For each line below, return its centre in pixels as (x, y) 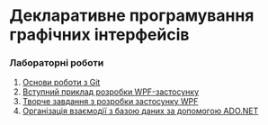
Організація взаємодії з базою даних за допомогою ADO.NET (140, 111)
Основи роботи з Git (61, 83)
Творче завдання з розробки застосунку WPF (110, 102)
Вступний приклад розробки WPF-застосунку (111, 92)
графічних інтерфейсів (99, 35)
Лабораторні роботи (57, 63)
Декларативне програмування (132, 16)
